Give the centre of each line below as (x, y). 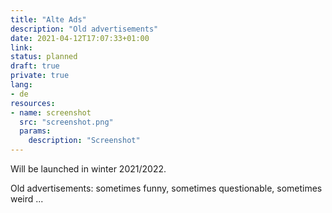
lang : (21, 85)
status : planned (44, 57)
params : (35, 131)
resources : (33, 103)
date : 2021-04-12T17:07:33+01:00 (80, 38)
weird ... (27, 199)
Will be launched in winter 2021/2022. (88, 169)
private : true (40, 76)
